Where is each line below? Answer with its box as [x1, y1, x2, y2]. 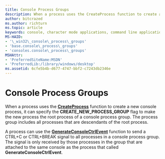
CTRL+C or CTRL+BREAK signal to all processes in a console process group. [5, 134, 160, 139]
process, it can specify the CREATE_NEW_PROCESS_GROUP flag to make [5, 109, 156, 114]
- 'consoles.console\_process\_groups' [5, 48, 87, 53]
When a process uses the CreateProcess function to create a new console [5, 103, 157, 109]
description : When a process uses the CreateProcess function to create [5, 12, 157, 17]
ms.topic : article [5, 25, 43, 30]
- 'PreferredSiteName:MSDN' [5, 57, 63, 62]
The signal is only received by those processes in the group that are [5, 139, 142, 145]
